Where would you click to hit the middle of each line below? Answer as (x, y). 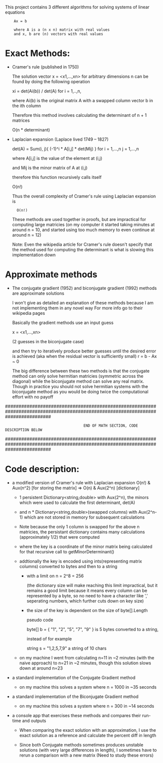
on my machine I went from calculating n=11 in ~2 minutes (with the (87, 657)
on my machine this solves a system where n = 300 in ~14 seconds (87, 706)
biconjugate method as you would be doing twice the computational (80, 392)
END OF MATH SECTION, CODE (111, 425)
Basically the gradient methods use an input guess (63, 323)
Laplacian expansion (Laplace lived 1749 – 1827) (60, 139)
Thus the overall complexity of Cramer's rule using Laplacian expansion (84, 196)
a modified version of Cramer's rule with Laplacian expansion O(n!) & (81, 482)
